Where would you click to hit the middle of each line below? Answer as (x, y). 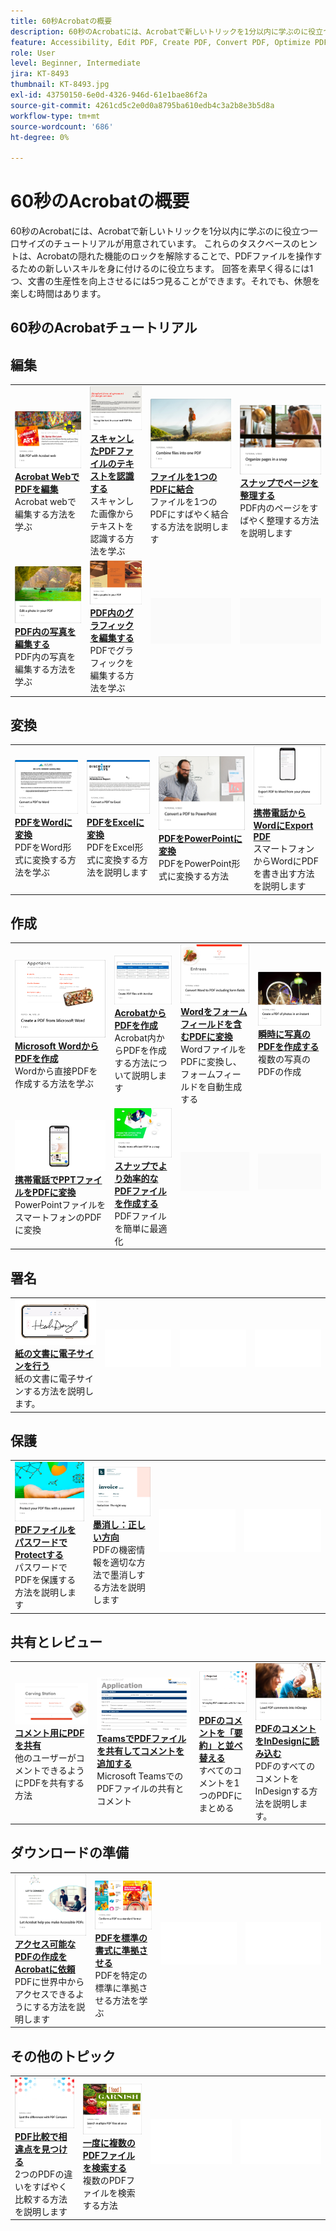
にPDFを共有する (49, 1783)
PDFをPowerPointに (200, 839)
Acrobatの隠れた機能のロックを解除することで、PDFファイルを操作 (175, 256)
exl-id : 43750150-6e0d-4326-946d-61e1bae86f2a (109, 95)
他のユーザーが (45, 1758)
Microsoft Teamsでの (140, 1776)
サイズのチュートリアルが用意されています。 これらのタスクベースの (159, 244)
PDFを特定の (121, 1975)
